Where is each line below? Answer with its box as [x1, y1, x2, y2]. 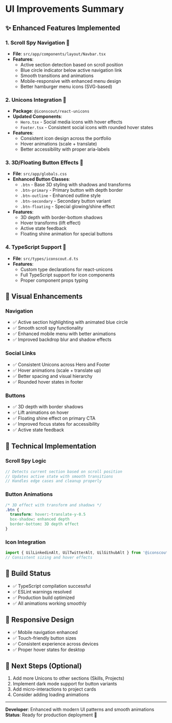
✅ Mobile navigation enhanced [12, 629, 78, 635]
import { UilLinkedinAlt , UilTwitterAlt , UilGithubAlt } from [5, 550, 141, 555]
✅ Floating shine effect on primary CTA [12, 415, 96, 422]
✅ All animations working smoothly [12, 600, 87, 606]
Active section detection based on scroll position [20, 61, 124, 67]
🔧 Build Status [5, 569, 51, 578]
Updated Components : [12, 114, 62, 120]
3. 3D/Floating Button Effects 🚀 [5, 159, 83, 166]
